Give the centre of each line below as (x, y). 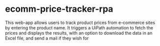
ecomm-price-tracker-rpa (59, 9)
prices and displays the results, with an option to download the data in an (79, 33)
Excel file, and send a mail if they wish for (47, 38)
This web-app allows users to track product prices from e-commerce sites (80, 23)
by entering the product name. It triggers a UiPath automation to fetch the (79, 27)
